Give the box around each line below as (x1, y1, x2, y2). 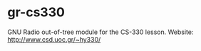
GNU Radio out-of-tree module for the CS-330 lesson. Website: (7, 28, 194, 36)
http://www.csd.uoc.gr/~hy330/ (7, 35, 101, 43)
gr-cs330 (7, 4, 66, 21)
